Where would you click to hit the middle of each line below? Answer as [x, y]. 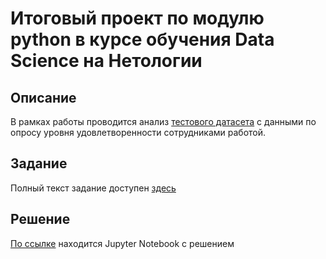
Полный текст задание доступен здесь [93, 188]
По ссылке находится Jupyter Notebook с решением [122, 243]
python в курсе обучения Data [142, 39]
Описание [43, 97]
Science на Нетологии [106, 61]
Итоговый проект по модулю [137, 18]
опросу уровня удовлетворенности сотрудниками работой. [138, 132]
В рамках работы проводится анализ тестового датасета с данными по [163, 121]
